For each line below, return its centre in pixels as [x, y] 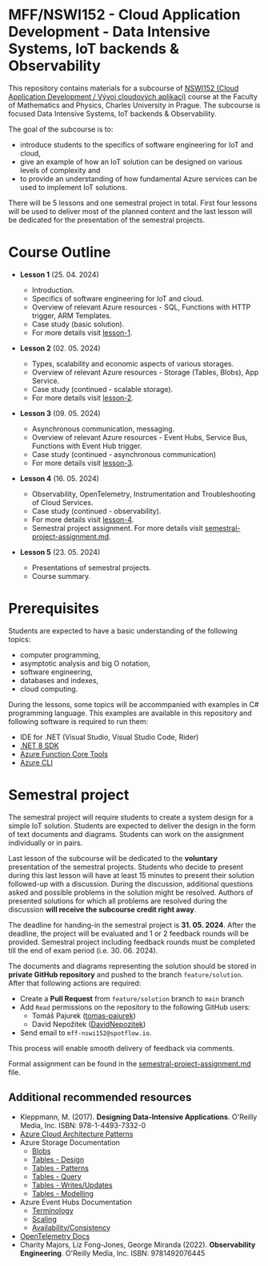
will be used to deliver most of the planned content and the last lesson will [130, 211]
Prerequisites [54, 609]
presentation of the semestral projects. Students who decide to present [126, 867]
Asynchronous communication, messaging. [103, 429]
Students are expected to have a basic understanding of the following [123, 630]
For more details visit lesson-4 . [83, 520]
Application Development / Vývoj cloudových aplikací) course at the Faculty [133, 96]
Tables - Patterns [60, 1167]
